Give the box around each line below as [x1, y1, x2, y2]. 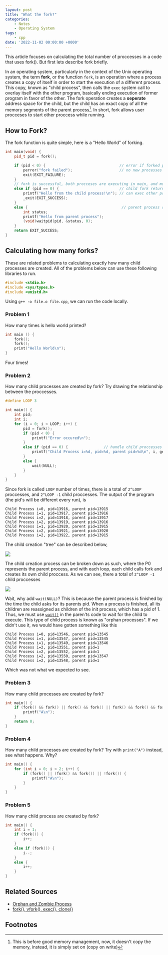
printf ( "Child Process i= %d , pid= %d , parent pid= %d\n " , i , [31, 449, 157, 454]
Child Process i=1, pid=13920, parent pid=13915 [5, 524, 108, 529]
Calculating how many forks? [5, 246, 98, 255]
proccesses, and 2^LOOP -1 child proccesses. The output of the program [5, 491, 154, 497]
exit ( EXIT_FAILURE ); [23, 172, 66, 177]
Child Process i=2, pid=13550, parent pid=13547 [5, 653, 108, 659]
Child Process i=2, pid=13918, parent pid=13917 [5, 515, 108, 520]
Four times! [5, 359, 28, 365]
